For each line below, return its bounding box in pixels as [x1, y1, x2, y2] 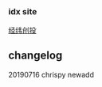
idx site [8, 6, 37, 17]
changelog [8, 49, 63, 62]
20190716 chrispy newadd [8, 70, 94, 79]
